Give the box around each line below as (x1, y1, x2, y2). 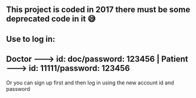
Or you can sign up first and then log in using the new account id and (6, 79, 174, 86)
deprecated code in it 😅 (6, 14, 96, 24)
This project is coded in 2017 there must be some (6, 5, 191, 15)
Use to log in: (6, 34, 55, 44)
